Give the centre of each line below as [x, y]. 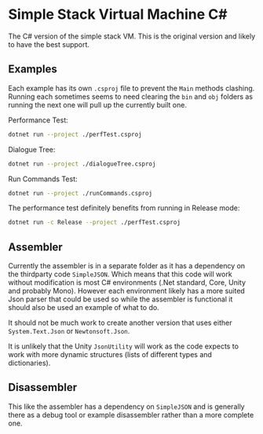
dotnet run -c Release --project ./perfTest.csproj [94, 222]
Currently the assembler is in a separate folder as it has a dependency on [127, 266]
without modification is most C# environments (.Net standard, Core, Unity [127, 283]
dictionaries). [29, 363]
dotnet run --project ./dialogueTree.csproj [82, 164]
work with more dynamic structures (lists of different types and [110, 355]
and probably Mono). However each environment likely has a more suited [126, 291]
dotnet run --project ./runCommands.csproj [80, 193]
